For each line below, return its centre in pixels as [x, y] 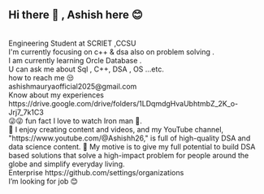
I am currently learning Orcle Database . [75, 60]
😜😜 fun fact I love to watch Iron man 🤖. [75, 121]
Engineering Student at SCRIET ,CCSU [72, 43]
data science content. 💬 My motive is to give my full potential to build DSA [132, 146]
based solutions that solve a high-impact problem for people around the [129, 155]
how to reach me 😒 [41, 77]
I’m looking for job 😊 [43, 181]
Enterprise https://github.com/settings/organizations [96, 172]
